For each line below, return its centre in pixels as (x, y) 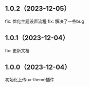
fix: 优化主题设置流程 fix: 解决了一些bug (44, 21)
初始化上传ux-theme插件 (30, 80)
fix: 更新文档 (18, 50)
